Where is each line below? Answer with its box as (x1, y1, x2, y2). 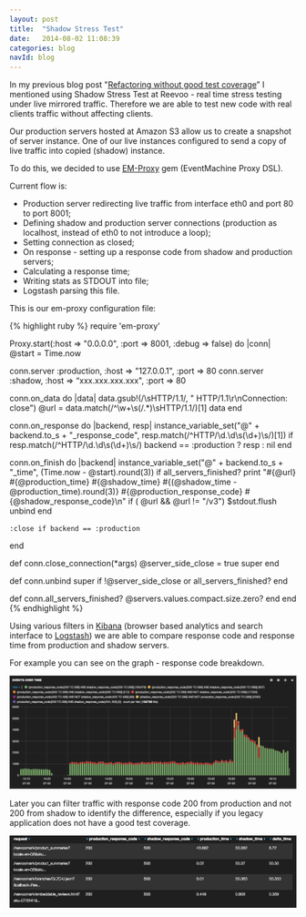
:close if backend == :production (9, 525, 141, 534)
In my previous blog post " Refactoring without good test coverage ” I (9, 79, 265, 90)
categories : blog (9, 44, 76, 53)
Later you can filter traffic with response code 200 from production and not (9, 798, 292, 810)
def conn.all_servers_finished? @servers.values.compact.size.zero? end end (9, 593, 297, 605)
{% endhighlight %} (9, 603, 84, 614)
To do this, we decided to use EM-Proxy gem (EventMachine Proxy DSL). (9, 163, 284, 174)
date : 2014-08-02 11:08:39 (9, 34, 120, 43)
